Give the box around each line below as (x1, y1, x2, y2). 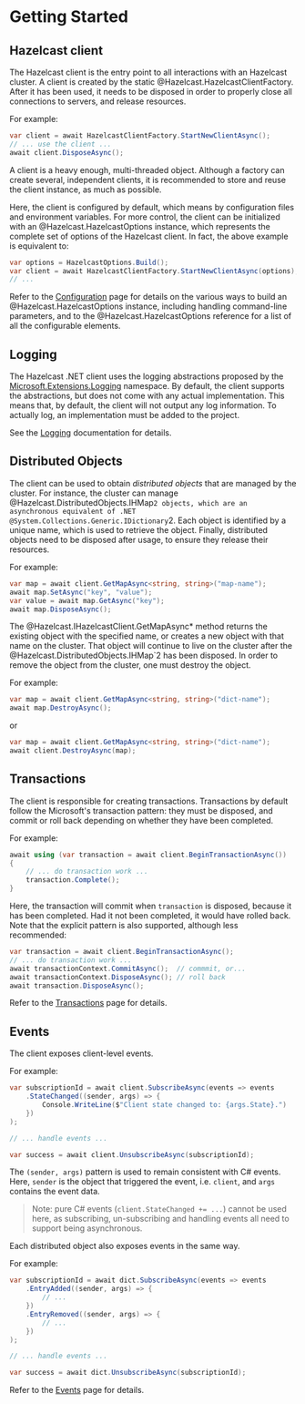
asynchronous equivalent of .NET (9, 507, 137, 516)
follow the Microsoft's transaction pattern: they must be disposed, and (9, 804, 273, 816)
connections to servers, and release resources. (9, 96, 187, 107)
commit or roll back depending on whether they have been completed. (9, 815, 274, 825)
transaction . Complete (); (25, 876, 120, 885)
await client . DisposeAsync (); (9, 148, 125, 157)
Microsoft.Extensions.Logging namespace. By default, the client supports (9, 381, 285, 392)
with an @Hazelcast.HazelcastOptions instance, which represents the (9, 220, 271, 231)
